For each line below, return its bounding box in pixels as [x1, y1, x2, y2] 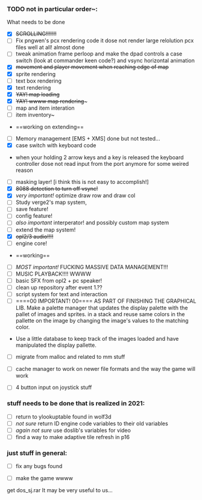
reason [15, 166, 34, 174]
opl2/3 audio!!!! [15, 233, 54, 240]
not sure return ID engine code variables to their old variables [15, 420, 168, 427]
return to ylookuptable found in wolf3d [15, 413, 112, 420]
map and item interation [15, 104, 75, 112]
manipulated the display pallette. [15, 341, 97, 349]
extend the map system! [15, 226, 76, 233]
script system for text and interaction [15, 290, 108, 297]
